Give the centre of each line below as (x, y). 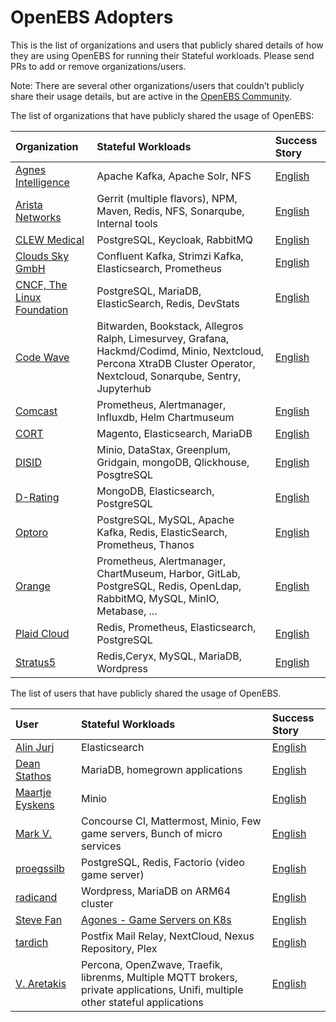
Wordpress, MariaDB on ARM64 (156, 891)
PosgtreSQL (125, 474)
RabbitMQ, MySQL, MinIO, (158, 598)
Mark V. (34, 833)
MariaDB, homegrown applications (161, 769)
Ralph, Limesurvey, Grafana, (163, 338)
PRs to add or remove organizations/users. (98, 66)
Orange (33, 586)
